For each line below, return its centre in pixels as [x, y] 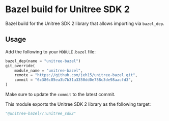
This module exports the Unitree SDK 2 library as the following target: [78, 104]
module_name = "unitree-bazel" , [49, 70]
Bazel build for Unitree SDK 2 [67, 9]
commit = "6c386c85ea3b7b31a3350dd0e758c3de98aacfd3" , [74, 80]
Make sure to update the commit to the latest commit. [60, 94]
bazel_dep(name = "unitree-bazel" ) [43, 61]
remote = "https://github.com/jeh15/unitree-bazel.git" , [76, 75]
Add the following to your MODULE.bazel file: [50, 51]
